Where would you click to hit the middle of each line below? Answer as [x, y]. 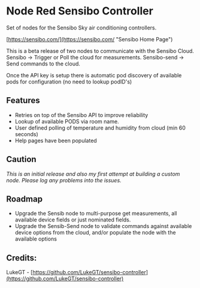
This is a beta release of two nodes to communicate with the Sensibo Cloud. [100, 51]
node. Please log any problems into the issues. [64, 180]
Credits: [22, 258]
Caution [22, 159]
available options [36, 239]
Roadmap [25, 199]
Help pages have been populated [56, 140]
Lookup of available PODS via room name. [67, 121]
